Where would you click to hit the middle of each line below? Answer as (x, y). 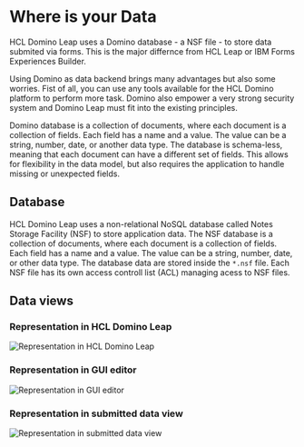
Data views (42, 301)
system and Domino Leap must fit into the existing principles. (123, 107)
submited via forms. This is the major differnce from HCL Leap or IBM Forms (152, 51)
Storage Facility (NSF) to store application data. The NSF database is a (142, 233)
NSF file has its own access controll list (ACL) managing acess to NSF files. (150, 272)
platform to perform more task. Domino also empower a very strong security (152, 98)
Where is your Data (83, 17)
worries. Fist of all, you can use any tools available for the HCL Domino (142, 88)
